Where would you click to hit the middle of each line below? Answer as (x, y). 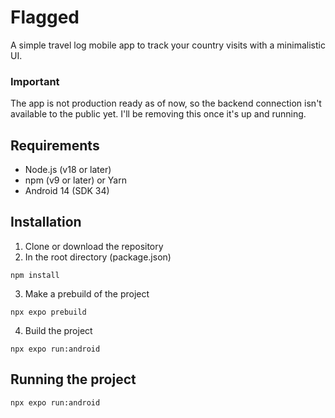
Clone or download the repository (94, 246)
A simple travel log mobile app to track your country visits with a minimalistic (168, 45)
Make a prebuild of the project (87, 293)
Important (35, 81)
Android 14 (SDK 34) (67, 191)
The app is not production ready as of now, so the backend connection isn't (166, 103)
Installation (46, 222)
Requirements (55, 145)
